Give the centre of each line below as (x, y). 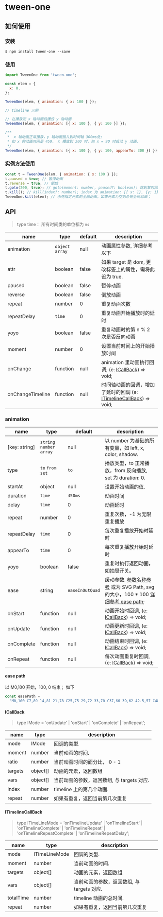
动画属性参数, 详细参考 (127, 245)
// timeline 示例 (22, 110)
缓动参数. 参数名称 (125, 580)
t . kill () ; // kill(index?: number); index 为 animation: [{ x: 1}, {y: (79, 192)
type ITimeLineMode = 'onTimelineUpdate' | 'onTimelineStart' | (80, 823)
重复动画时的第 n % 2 (126, 329)
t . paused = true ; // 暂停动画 (34, 179)
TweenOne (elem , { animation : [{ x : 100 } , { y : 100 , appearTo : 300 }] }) (81, 150)
